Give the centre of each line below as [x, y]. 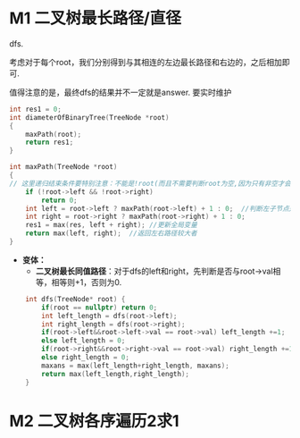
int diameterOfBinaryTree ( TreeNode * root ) [89, 117]
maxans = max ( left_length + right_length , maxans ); [135, 366]
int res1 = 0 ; [36, 109]
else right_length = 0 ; [85, 358]
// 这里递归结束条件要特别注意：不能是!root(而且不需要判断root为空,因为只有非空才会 [150, 183]
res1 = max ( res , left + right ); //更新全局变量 [112, 225]
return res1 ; [50, 143]
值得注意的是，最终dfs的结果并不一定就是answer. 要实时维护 [121, 92]
